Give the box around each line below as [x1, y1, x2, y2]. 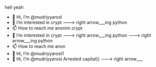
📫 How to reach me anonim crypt [12, 25, 83, 31]
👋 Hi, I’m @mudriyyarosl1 [12, 50, 64, 56]
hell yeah [5, 5, 24, 10]
